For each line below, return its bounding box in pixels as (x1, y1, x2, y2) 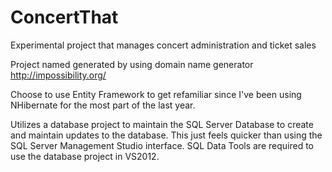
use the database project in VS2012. (10, 150, 160, 162)
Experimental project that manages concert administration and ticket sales (10, 39, 317, 51)
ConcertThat (10, 6, 119, 29)
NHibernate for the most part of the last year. (10, 99, 196, 111)
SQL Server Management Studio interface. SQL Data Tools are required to (10, 139, 314, 151)
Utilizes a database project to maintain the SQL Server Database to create (10, 118, 314, 130)
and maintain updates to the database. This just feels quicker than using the (10, 129, 323, 141)
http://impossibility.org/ (10, 69, 107, 81)
